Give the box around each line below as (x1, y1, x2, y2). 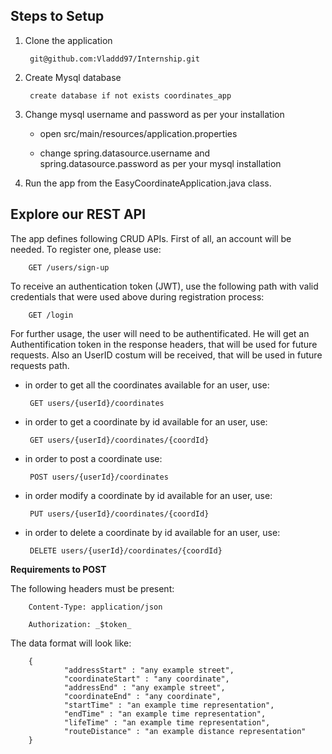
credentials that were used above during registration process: (10, 290, 265, 303)
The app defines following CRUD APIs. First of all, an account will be (10, 232, 292, 244)
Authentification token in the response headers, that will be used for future (10, 338, 318, 350)
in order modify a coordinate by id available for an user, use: (24, 489, 273, 501)
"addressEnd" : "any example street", (63, 682, 226, 693)
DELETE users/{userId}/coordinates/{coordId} (29, 545, 223, 556)
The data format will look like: (10, 637, 132, 649)
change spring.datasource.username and (39, 147, 211, 159)
